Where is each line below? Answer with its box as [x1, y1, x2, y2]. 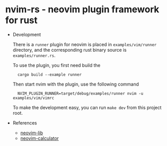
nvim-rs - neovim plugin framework [5, 4, 159, 15]
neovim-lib [20, 130, 43, 136]
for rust [5, 14, 38, 26]
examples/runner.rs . [12, 52, 56, 58]
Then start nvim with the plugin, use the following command [12, 81, 139, 87]
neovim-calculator [20, 135, 59, 141]
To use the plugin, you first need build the [12, 62, 101, 68]
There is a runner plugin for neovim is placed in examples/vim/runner [12, 41, 157, 47]
